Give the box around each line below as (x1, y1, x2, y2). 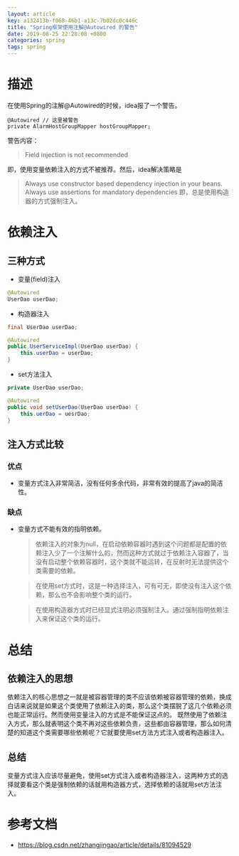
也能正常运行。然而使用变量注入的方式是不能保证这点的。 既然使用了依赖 (7, 710, 221, 719)
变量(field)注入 (17, 274, 60, 283)
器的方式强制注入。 (24, 196, 82, 205)
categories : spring (7, 37, 65, 44)
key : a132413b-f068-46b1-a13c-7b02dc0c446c (7, 17, 139, 24)
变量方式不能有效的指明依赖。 (17, 525, 105, 533)
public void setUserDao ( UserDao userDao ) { (7, 403, 139, 411)
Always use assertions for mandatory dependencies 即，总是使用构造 (24, 188, 230, 196)
